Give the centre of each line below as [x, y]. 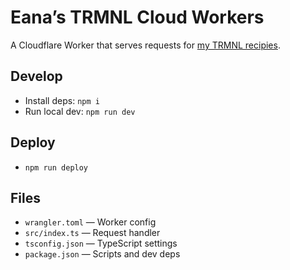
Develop [36, 76]
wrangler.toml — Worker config [90, 222]
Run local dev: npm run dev [80, 111]
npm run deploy [56, 167]
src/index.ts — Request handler [92, 233]
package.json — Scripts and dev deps [102, 254]
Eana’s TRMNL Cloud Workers [137, 17]
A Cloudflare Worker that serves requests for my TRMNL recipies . [145, 45]
